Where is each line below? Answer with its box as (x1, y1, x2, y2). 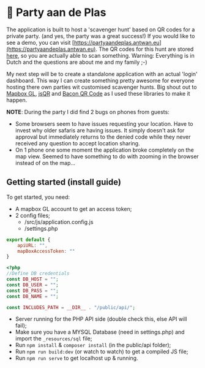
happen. (6, 96, 28, 104)
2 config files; (15, 212, 50, 219)
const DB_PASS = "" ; (6, 288, 59, 294)
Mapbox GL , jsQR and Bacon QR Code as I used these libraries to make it (6, 90, 191, 97)
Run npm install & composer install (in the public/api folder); (15, 342, 171, 349)
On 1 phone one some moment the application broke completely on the (15, 146, 194, 153)
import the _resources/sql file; (15, 335, 92, 342)
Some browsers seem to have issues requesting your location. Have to (15, 120, 193, 128)
